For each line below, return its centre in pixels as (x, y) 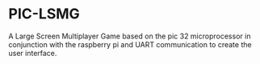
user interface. (33, 53)
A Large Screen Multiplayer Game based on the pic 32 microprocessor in (130, 36)
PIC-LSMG (44, 14)
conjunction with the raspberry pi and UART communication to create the (130, 44)
